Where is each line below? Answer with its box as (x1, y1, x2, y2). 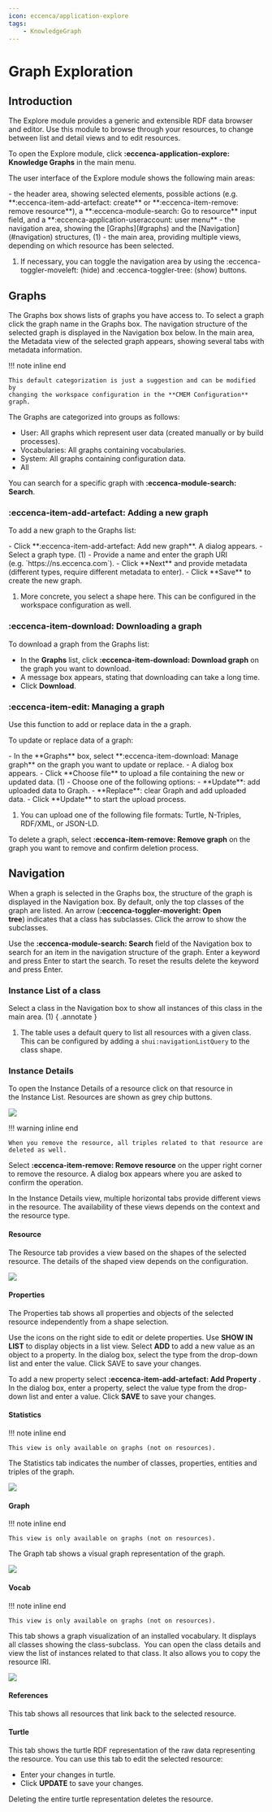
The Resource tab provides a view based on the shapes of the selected (8, 1248, 247, 1257)
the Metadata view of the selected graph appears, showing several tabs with (8, 337, 265, 346)
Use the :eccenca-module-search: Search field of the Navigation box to (8, 939, 253, 948)
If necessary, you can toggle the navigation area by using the (19, 257, 225, 267)
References (8, 1691, 49, 1701)
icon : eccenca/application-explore (8, 11, 129, 20)
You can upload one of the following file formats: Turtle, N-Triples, (19, 810, 242, 820)
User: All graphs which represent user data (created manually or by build (19, 428, 264, 438)
